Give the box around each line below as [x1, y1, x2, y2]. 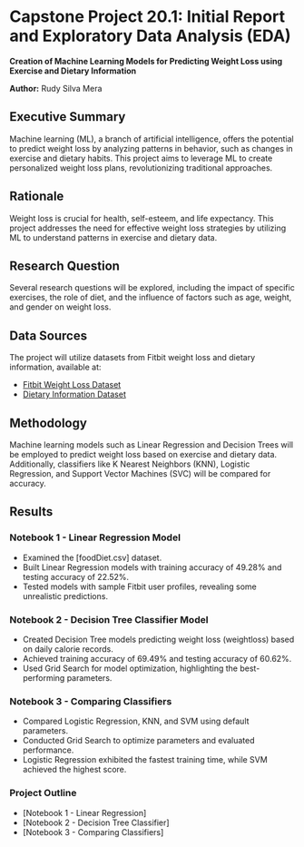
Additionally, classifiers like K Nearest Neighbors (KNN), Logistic [9, 458, 250, 469]
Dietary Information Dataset [22, 389, 127, 400]
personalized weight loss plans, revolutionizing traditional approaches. [9, 162, 273, 173]
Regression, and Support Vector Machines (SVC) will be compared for [9, 468, 271, 478]
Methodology [9, 415, 88, 430]
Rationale [9, 189, 64, 204]
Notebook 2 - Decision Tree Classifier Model [9, 613, 209, 625]
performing [22, 672, 65, 683]
